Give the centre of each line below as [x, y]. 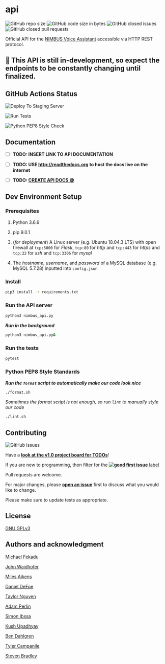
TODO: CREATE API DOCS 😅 [43, 180]
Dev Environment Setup [44, 197]
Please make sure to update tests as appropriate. [57, 500]
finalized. [21, 76]
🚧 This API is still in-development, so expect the [82, 61]
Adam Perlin [18, 606]
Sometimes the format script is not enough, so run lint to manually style [82, 402]
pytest [12, 359]
